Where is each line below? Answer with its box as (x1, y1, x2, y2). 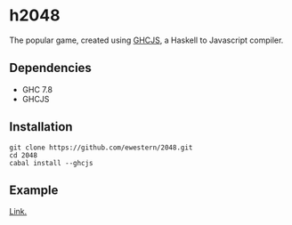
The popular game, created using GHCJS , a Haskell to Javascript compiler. (9, 35, 284, 45)
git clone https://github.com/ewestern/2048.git (9, 143, 193, 152)
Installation (9, 119, 73, 134)
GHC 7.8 (21, 84, 53, 94)
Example (9, 182, 59, 197)
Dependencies (9, 60, 92, 76)
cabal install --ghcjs (9, 158, 93, 167)
